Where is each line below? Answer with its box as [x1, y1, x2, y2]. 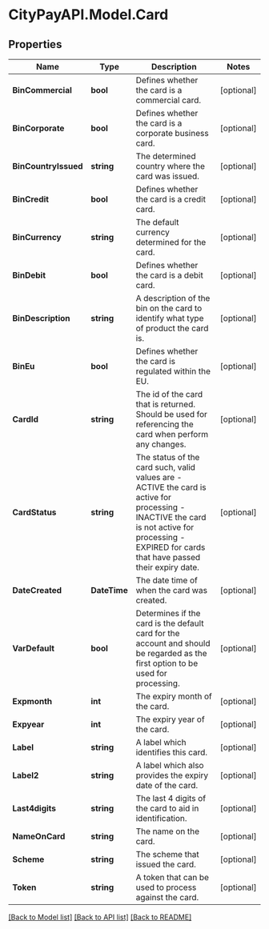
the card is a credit [135, 194, 207, 205]
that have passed [135, 552, 201, 563]
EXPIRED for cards [135, 542, 206, 553]
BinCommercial [12, 85, 72, 95]
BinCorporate [12, 122, 65, 134]
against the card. [135, 892, 199, 903]
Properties [8, 38, 62, 51]
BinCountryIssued [12, 161, 83, 171]
